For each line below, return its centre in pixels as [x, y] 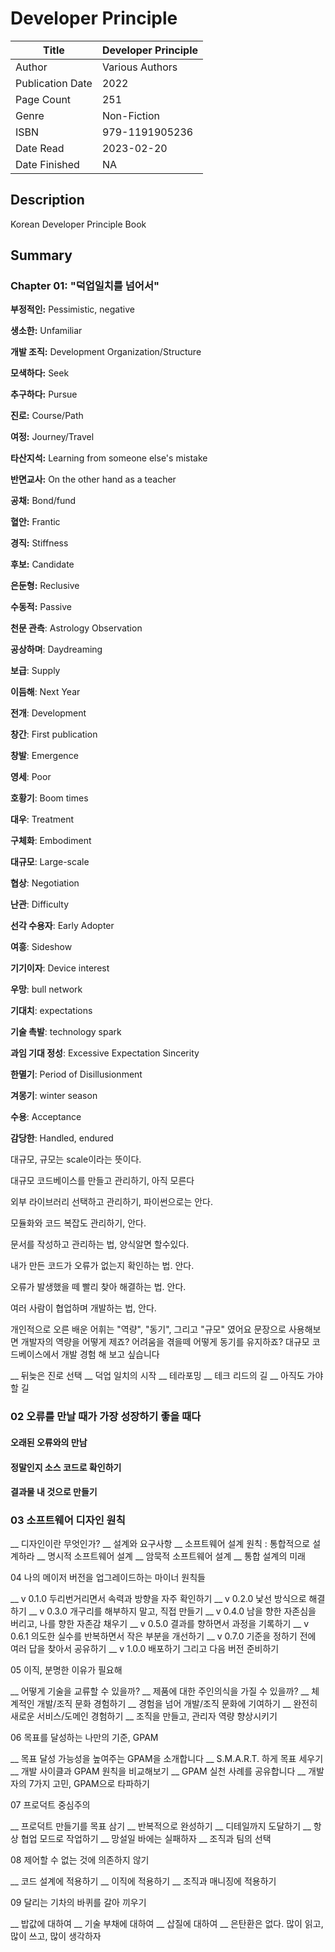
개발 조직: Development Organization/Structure [106, 352]
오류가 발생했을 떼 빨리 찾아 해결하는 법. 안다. [98, 1287]
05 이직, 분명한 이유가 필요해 [66, 1670]
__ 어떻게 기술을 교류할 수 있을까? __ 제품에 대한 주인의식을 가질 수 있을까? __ [160, 1691]
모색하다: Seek [40, 373]
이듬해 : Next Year [45, 692]
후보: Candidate [42, 564]
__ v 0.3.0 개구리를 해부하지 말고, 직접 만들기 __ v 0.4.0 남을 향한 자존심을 [172, 1611]
